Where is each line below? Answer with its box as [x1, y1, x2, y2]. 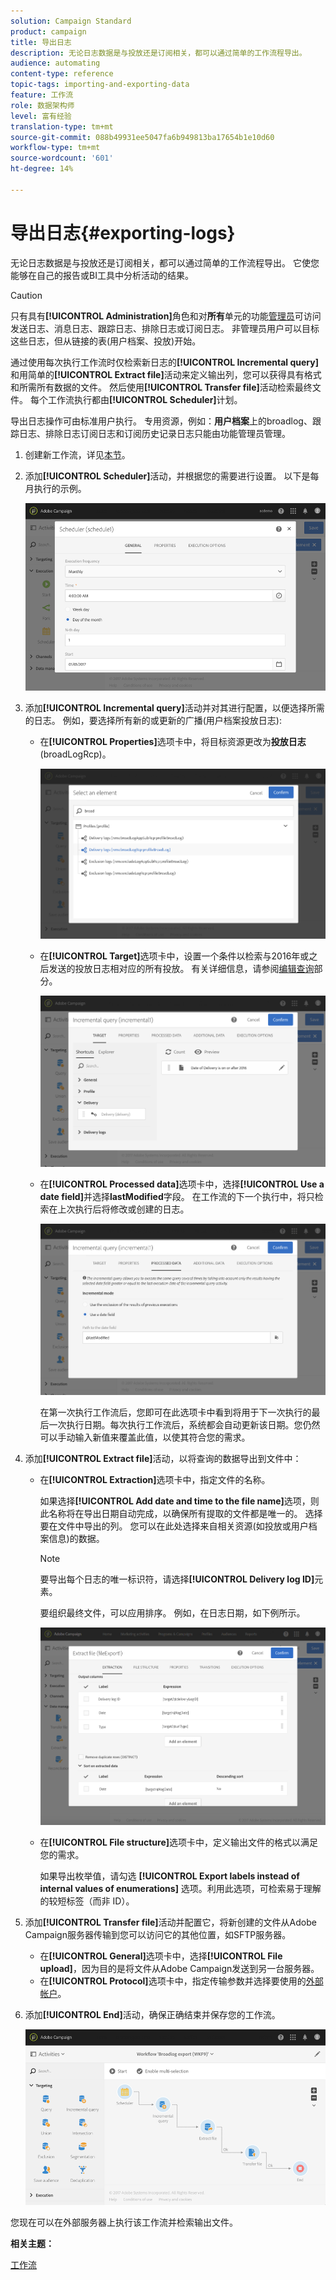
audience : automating [10, 58, 101, 69]
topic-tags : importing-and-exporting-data [10, 80, 190, 90]
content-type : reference [10, 69, 114, 79]
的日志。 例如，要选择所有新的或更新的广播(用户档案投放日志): [24, 715, 282, 727]
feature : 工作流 [10, 90, 74, 100]
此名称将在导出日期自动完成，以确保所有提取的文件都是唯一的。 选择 [39, 1507, 323, 1519]
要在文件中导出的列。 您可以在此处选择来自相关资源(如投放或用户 [39, 1520, 309, 1532]
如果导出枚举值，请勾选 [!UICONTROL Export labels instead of [39, 1870, 300, 1882]
